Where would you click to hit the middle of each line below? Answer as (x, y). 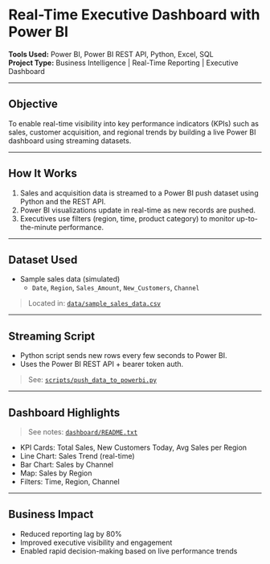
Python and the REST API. (63, 201)
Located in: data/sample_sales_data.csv (94, 303)
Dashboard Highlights (64, 412)
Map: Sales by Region (56, 473)
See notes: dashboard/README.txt (83, 432)
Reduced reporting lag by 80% (71, 533)
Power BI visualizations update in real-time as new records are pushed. (137, 210)
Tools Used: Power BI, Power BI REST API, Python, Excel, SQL (111, 54)
